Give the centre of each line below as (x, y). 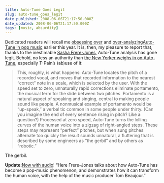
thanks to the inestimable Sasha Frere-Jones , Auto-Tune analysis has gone (81, 53)
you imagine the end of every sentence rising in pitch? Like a (79, 114)
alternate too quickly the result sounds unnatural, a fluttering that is (85, 136)
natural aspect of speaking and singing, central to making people (83, 99)
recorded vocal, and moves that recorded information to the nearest (86, 78)
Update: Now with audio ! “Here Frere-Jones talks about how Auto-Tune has (82, 165)
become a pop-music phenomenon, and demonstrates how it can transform (82, 170)
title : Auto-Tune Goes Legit (35, 10)
